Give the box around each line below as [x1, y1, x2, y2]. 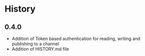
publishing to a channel [11, 41, 59, 47]
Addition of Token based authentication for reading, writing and [11, 36, 141, 41]
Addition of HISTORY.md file [11, 46, 69, 52]
